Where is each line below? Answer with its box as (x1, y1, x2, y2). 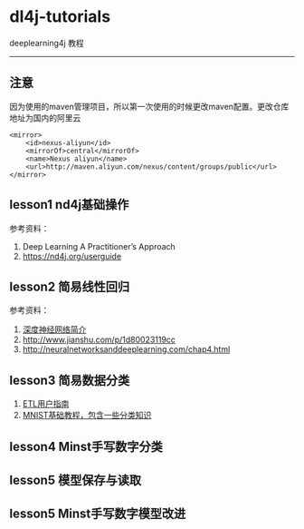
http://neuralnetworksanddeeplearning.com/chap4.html (22, 344, 231, 355)
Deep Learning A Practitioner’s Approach (22, 240, 176, 251)
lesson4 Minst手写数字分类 (9, 438, 163, 455)
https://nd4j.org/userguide (22, 250, 122, 261)
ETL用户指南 (22, 398, 70, 409)
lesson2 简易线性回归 (9, 279, 129, 294)
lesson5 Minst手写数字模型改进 (9, 506, 186, 522)
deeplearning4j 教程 (9, 37, 84, 48)
